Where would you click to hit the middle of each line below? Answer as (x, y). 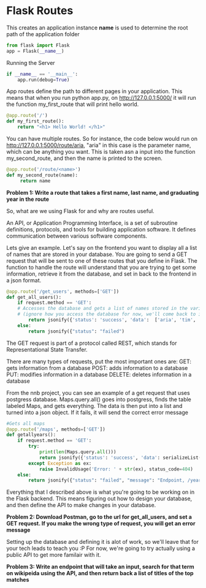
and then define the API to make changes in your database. (81, 505)
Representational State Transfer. (47, 349)
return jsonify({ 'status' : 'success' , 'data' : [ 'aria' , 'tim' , (112, 320)
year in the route (28, 199)
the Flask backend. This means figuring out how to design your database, (99, 499)
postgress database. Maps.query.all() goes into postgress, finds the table (99, 399)
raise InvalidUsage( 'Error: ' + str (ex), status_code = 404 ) (116, 469)
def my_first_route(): (35, 121)
